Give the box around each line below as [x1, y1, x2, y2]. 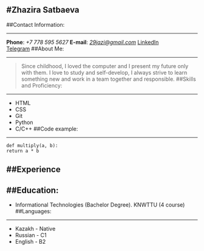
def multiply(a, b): [6, 142, 59, 148]
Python [15, 119, 33, 126]
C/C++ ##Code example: [15, 125, 78, 132]
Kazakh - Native [15, 225, 56, 233]
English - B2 [15, 238, 46, 246]
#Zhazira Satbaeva [6, 5, 80, 15]
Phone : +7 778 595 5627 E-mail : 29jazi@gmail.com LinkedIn [6, 38, 159, 46]
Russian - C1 [15, 232, 47, 239]
